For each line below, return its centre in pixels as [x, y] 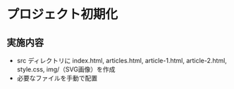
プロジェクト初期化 [62, 14]
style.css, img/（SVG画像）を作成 [66, 69]
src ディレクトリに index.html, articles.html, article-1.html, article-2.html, [122, 61]
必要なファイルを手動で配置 [57, 78]
